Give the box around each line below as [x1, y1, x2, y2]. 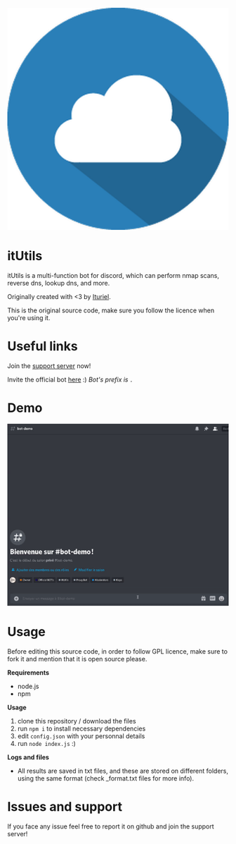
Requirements [7, 668, 50, 677]
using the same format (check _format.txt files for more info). [17, 773, 195, 783]
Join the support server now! [7, 361, 91, 370]
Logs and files [7, 752, 49, 762]
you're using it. [7, 313, 51, 322]
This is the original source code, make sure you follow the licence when [7, 306, 215, 314]
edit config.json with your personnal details [17, 731, 145, 740]
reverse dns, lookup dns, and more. [7, 279, 110, 287]
